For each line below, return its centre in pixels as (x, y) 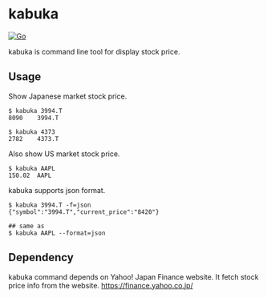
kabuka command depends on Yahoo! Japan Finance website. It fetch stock (133, 276)
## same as (26, 226)
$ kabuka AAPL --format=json (57, 233)
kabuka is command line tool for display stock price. (94, 51)
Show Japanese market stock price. (68, 96)
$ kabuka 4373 (32, 132)
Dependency (41, 258)
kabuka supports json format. (57, 190)
